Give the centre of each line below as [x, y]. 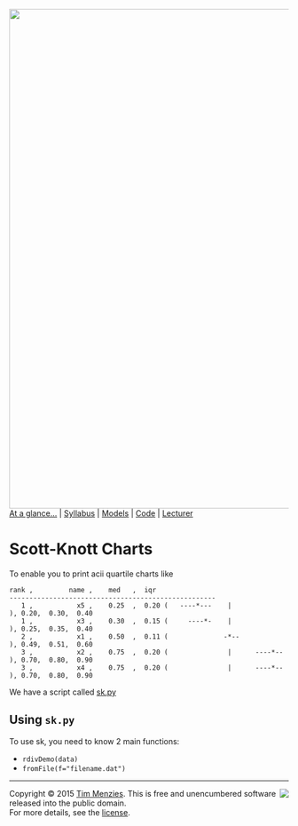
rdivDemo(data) [50, 759]
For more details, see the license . [70, 812]
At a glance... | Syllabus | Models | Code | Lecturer [101, 513]
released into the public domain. [68, 803]
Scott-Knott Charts [81, 549]
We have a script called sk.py [63, 692]
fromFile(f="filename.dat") [74, 768]
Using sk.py [42, 720]
